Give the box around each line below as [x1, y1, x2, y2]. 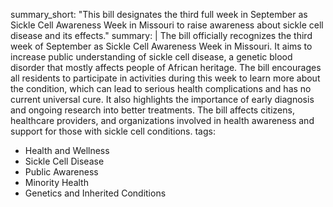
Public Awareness [24, 166, 99, 178]
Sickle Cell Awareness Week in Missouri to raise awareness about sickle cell [10, 19, 324, 31]
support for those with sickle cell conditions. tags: [10, 125, 216, 137]
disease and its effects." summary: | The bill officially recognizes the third [10, 30, 313, 41]
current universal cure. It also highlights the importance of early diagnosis [10, 94, 315, 105]
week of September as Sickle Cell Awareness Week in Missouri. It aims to [10, 40, 313, 52]
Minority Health [24, 177, 89, 188]
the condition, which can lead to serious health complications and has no [10, 83, 312, 94]
